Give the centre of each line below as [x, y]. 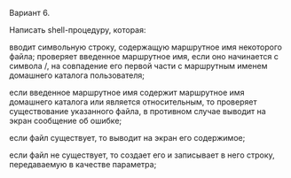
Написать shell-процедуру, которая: [78, 30]
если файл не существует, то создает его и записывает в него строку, [142, 155]
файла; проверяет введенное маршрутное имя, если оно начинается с [144, 56]
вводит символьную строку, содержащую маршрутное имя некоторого [145, 47]
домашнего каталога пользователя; [77, 75]
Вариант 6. [30, 13]
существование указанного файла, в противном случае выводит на [138, 111]
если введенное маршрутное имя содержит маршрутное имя [127, 93]
